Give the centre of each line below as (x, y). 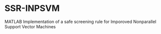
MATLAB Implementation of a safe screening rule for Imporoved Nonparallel (80, 22)
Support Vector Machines (30, 26)
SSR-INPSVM (32, 8)
